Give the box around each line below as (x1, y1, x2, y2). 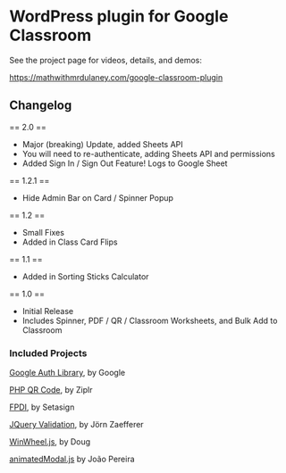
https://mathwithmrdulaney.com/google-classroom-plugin (9, 71, 223, 82)
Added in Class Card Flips (21, 236, 118, 247)
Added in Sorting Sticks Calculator (21, 270, 149, 282)
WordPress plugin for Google (9, 6, 229, 27)
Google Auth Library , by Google (9, 368, 126, 378)
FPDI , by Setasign (9, 402, 75, 412)
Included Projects (9, 346, 88, 359)
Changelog (9, 98, 72, 113)
